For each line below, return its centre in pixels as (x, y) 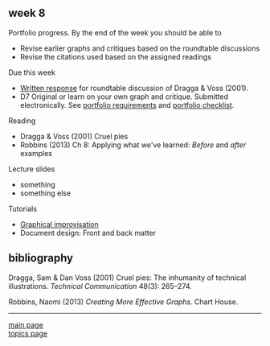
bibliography (41, 258)
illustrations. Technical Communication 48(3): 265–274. (100, 286)
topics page (28, 333)
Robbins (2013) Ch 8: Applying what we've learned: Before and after (133, 145)
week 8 (27, 13)
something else (45, 193)
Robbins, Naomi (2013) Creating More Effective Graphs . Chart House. (123, 302)
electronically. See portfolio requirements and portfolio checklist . (127, 105)
